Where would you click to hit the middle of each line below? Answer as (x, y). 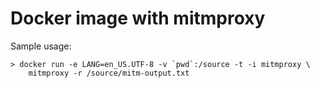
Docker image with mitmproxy (138, 18)
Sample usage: (41, 46)
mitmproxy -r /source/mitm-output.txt (109, 73)
